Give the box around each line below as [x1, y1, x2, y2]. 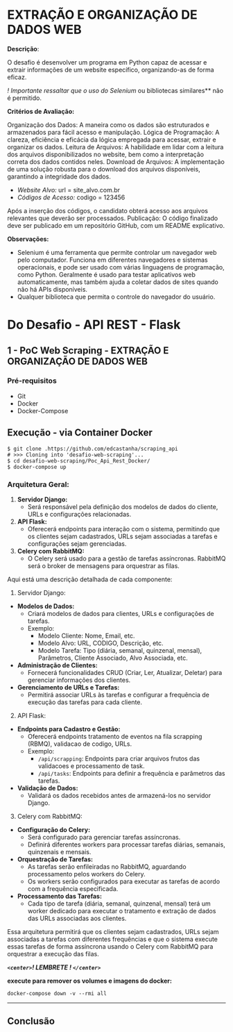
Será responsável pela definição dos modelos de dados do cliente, [27, 502, 218, 510]
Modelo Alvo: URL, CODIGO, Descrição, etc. [37, 639, 164, 647]
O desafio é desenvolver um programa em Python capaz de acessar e [7, 58, 207, 66]
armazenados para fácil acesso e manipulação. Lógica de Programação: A [7, 128, 220, 136]
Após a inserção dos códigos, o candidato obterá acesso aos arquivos [7, 206, 208, 215]
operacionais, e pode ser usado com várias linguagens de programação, [17, 263, 225, 271]
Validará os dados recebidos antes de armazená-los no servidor [27, 791, 212, 799]
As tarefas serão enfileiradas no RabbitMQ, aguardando [27, 862, 187, 871]
